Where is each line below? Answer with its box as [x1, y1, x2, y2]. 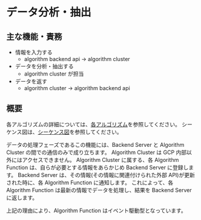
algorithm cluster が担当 [24, 70, 84, 77]
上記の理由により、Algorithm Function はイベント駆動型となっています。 [6, 207, 186, 214]
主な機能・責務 [6, 31, 62, 42]
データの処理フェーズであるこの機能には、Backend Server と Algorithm [6, 141, 185, 148]
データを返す [15, 78, 47, 85]
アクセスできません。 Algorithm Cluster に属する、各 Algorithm [22, 156, 179, 163]
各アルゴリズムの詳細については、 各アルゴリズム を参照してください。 [6, 120, 180, 128]
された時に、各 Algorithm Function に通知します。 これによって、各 [6, 179, 174, 186]
